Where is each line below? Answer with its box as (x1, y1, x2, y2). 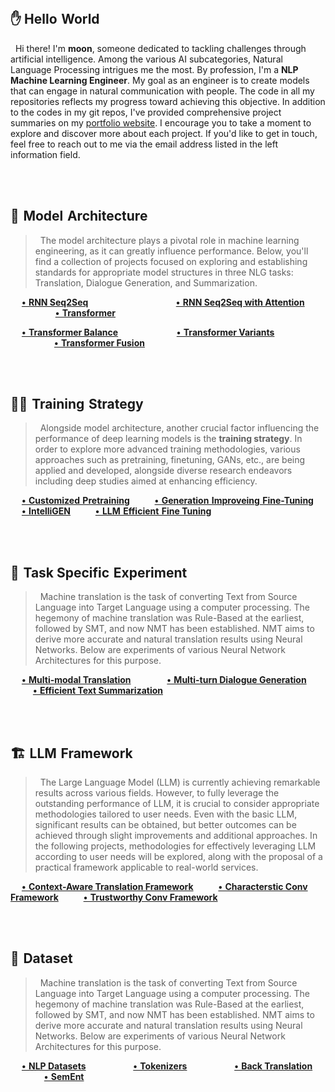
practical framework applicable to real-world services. (34, 861, 259, 874)
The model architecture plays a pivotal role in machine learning (39, 234, 300, 246)
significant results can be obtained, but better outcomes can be (34, 819, 297, 831)
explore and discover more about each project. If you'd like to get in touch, (10, 127, 318, 139)
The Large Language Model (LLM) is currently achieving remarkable (39, 776, 321, 789)
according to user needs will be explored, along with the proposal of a (34, 851, 323, 863)
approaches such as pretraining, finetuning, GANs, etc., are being (34, 454, 306, 466)
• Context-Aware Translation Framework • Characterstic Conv (21, 881, 308, 893)
